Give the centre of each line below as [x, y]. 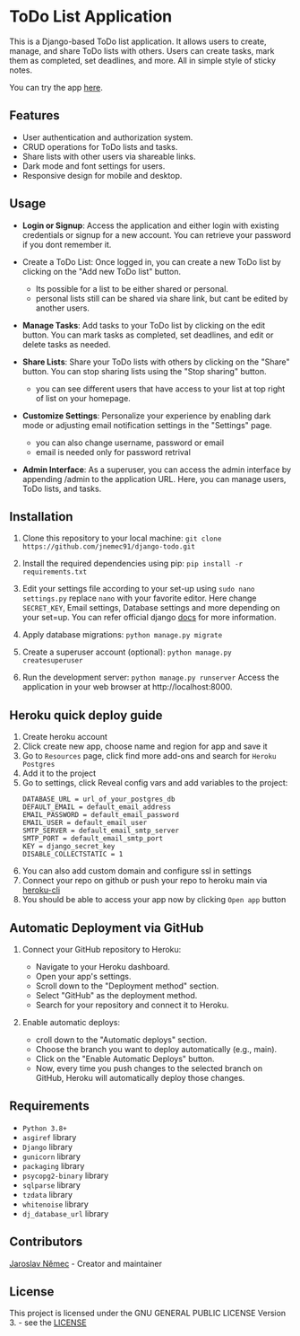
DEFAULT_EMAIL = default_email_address [97, 807]
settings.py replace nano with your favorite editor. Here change [139, 598]
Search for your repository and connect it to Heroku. [132, 1005]
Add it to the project [59, 773]
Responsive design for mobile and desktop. [102, 175]
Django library [47, 1147]
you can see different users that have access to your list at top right [160, 389]
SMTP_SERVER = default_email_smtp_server [100, 831]
